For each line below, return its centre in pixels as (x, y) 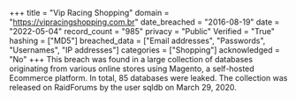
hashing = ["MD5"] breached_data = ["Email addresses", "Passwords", (137, 40)
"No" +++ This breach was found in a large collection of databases (131, 59)
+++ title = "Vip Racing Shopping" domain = (89, 13)
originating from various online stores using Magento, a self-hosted (132, 69)
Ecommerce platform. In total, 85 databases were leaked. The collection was (148, 78)
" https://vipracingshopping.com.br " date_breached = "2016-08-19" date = (144, 22)
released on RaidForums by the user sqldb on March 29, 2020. (123, 87)
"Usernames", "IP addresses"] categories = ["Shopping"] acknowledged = (144, 50)
